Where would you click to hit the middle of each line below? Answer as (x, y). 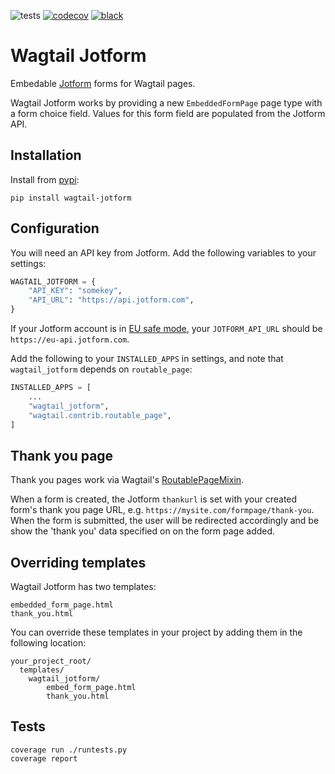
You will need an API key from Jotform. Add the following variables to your (163, 252)
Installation (46, 155)
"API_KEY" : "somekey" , (75, 291)
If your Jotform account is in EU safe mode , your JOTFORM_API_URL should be (166, 329)
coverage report (44, 758)
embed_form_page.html (91, 688)
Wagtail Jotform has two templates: (83, 587)
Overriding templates (78, 562)
